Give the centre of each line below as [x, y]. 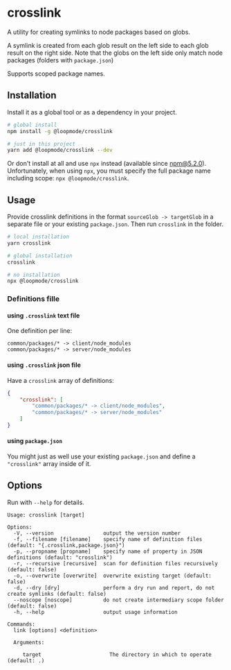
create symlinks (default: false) [57, 594]
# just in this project [41, 144]
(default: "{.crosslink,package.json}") [66, 545]
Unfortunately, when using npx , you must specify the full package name [109, 171]
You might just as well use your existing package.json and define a [101, 456]
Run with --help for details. [46, 502]
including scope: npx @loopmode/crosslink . [68, 178]
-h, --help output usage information [95, 612]
